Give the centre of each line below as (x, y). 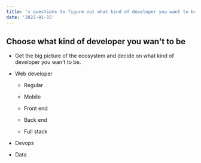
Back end (36, 120)
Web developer (33, 74)
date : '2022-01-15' (31, 17)
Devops (24, 143)
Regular (33, 85)
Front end (36, 109)
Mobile (32, 97)
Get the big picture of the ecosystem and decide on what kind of (95, 56)
